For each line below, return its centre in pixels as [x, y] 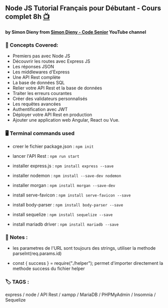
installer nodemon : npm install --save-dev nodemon [67, 175]
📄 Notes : [17, 237]
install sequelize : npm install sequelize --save [63, 214]
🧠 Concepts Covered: [32, 45]
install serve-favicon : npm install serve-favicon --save [71, 195]
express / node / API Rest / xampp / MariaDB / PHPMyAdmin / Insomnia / [80, 295]
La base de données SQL [39, 83]
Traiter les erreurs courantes [42, 93]
